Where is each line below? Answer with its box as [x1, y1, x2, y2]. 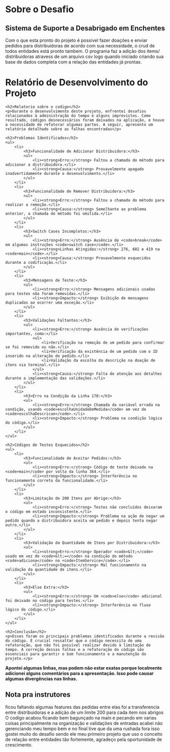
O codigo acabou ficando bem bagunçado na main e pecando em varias [5, 714, 157, 720]
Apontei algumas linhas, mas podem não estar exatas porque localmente [5, 665, 162, 671]
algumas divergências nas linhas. [5, 675, 78, 682]
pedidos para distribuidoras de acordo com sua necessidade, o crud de [5, 43, 155, 49]
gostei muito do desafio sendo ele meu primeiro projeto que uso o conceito [5, 731, 163, 737]
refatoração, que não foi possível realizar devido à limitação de [5, 642, 151, 648]
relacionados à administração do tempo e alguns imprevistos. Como [5, 113, 151, 118]
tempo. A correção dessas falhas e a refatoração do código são [5, 647, 144, 652]
